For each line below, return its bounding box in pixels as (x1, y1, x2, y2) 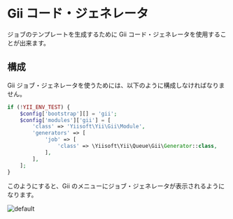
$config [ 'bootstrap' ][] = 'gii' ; (20, 110, 118, 117)
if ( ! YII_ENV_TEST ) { (7, 103, 71, 111)
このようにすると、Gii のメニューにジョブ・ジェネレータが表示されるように (7, 182, 225, 190)
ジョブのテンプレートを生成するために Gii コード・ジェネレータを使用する (7, 30, 220, 38)
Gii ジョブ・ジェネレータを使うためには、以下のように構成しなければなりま (7, 81, 225, 89)
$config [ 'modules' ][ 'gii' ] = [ (20, 116, 111, 123)
